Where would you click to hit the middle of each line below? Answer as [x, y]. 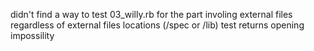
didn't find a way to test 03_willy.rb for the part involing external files [151, 14]
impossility [32, 35]
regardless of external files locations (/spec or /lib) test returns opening [157, 25]
